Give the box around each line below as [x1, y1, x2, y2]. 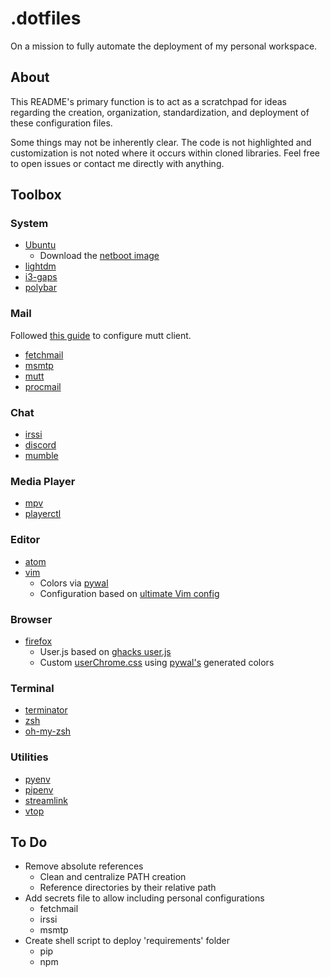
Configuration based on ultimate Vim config [39, 587, 220, 599]
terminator [24, 704, 68, 716]
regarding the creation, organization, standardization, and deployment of [10, 106, 310, 118]
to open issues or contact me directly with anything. [10, 157, 225, 169]
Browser [10, 612, 53, 626]
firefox [24, 635, 53, 647]
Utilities [10, 750, 49, 764]
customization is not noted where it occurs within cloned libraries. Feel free [10, 147, 320, 159]
